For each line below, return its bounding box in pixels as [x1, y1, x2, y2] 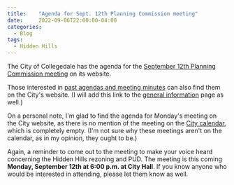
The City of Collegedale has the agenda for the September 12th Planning [7, 62, 216, 70]
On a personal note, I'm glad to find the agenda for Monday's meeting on [7, 111, 217, 120]
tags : [7, 36, 23, 43]
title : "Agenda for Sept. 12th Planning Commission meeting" [7, 10, 198, 18]
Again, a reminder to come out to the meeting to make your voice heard [7, 148, 213, 156]
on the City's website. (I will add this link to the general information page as [7, 90, 224, 99]
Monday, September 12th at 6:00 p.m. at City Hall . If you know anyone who [7, 163, 227, 170]
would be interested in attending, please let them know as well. [7, 170, 189, 178]
